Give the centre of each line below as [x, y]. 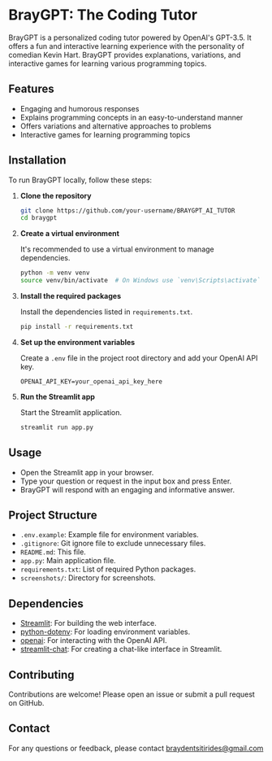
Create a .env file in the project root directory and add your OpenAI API [139, 358]
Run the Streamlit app [58, 396]
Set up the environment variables [78, 342]
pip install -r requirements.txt [77, 327]
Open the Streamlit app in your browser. [87, 472]
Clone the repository [56, 195]
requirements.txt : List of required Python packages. [108, 569]
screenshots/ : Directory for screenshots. [88, 578]
